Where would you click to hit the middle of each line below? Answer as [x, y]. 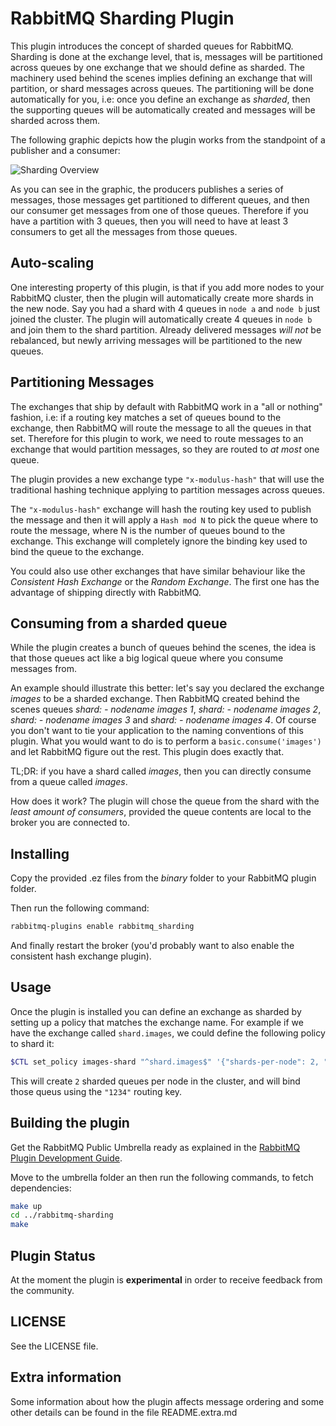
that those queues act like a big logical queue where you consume [147, 658]
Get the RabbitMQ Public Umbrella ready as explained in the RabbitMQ [155, 1147]
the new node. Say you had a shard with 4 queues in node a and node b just [165, 308]
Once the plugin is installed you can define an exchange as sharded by [156, 1011]
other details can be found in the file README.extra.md [124, 1412]
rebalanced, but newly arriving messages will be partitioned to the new [156, 340]
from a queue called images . [69, 782]
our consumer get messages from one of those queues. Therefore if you [159, 210]
